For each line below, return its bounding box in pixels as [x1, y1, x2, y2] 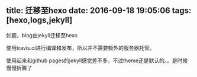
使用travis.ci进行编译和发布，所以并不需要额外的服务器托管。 [6, 44, 155, 52]
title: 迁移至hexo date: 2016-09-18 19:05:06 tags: [6, 5, 192, 16]
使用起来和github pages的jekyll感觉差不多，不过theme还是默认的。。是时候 [6, 57, 188, 64]
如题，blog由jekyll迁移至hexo [6, 31, 78, 38]
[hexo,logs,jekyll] [6, 15, 73, 25]
